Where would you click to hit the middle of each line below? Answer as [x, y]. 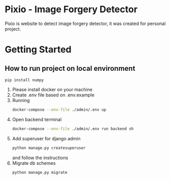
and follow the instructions [40, 158]
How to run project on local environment [70, 68]
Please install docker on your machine [52, 89]
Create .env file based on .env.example [53, 95]
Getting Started [38, 50]
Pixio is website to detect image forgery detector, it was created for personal [85, 23]
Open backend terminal [37, 119]
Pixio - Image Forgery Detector [71, 9]
